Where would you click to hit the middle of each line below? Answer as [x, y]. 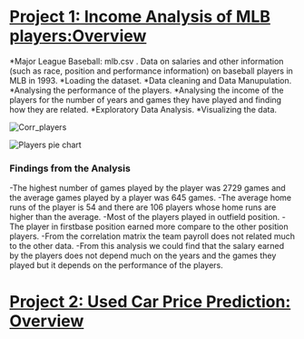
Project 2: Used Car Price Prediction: [150, 302]
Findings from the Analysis [70, 168]
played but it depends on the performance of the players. [117, 265]
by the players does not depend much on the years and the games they [143, 255]
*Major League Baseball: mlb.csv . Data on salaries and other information [147, 61]
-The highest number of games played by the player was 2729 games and [147, 188]
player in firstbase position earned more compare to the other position [157, 227]
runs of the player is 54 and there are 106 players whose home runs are [143, 207]
